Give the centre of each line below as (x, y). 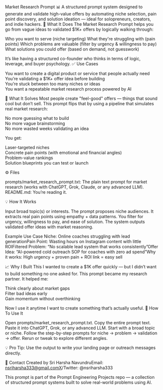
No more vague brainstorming (35, 123)
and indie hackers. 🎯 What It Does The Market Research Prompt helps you (79, 24)
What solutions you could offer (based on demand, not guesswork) (72, 49)
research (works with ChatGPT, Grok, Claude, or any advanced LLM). (74, 187)
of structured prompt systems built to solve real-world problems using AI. (79, 382)
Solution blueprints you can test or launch (47, 163)
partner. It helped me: (27, 279)
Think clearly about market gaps (37, 288)
